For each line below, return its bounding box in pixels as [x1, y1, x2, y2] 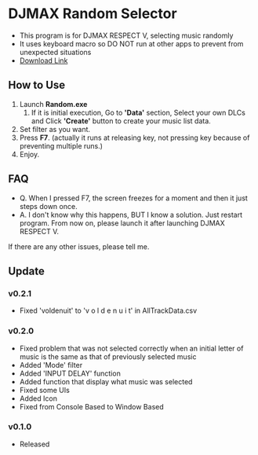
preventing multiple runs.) [19, 141, 104, 150]
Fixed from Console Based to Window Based [19, 402, 165, 411]
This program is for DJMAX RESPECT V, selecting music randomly [19, 31, 234, 40]
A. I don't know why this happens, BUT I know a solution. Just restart [19, 210, 243, 219]
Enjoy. [19, 149, 40, 159]
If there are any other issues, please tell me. [8, 241, 150, 251]
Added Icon [19, 394, 57, 403]
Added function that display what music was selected [19, 376, 193, 386]
